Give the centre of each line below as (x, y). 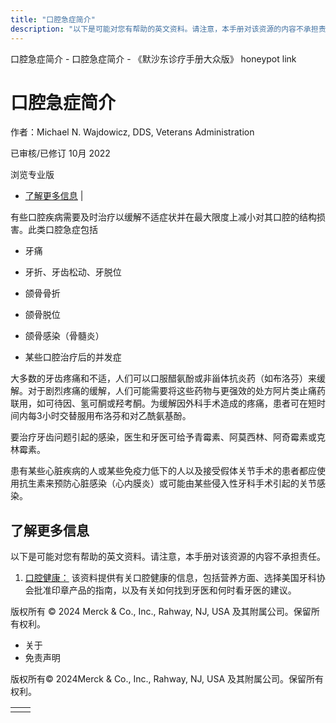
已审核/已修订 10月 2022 (60, 153)
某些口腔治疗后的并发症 (73, 357)
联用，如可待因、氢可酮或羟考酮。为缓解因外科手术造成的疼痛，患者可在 (159, 403)
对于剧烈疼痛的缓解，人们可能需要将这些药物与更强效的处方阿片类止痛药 (176, 391)
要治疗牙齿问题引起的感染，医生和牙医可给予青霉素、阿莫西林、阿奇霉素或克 (168, 437)
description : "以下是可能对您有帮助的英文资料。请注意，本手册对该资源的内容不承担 (164, 29)
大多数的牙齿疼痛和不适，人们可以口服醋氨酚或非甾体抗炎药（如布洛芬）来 (163, 378)
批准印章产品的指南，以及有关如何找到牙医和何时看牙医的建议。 (165, 590)
